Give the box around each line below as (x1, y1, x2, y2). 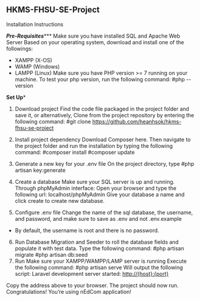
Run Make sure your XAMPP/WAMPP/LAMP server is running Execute (14, 257, 187, 264)
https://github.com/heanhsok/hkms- (92, 118, 182, 125)
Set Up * (6, 93, 26, 101)
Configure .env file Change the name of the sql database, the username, (14, 209, 193, 216)
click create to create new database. (14, 197, 105, 204)
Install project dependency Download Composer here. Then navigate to (14, 136, 191, 143)
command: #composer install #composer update (14, 148, 136, 156)
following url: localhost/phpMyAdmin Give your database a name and (14, 191, 185, 198)
